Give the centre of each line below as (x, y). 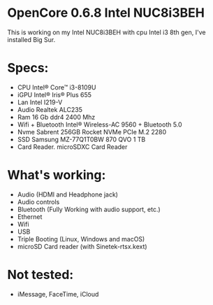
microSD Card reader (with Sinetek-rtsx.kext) (82, 246)
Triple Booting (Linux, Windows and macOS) (81, 239)
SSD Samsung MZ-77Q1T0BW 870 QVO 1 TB (81, 139)
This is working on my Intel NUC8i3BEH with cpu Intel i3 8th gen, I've (106, 32)
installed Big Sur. (31, 39)
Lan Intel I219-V (40, 102)
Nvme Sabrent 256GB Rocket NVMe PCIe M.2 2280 (92, 132)
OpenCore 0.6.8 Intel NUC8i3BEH (106, 13)
